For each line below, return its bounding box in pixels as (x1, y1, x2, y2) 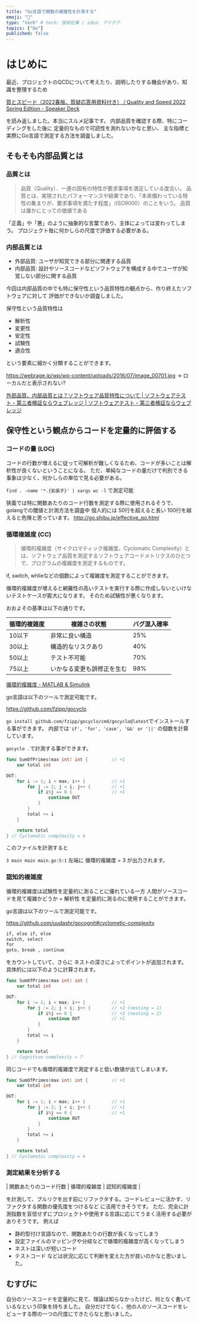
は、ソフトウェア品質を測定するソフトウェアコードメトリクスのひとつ (20, 552, 191, 559)
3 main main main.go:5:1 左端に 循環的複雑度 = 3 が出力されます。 (6, 857, 168, 864)
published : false (6, 31, 49, 37)
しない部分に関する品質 (19, 272, 77, 279)
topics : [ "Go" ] (6, 25, 44, 31)
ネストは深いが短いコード (14, 1245, 77, 1252)
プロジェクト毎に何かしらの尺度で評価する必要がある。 (17, 227, 152, 234)
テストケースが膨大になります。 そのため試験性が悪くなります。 (11, 592, 167, 599)
